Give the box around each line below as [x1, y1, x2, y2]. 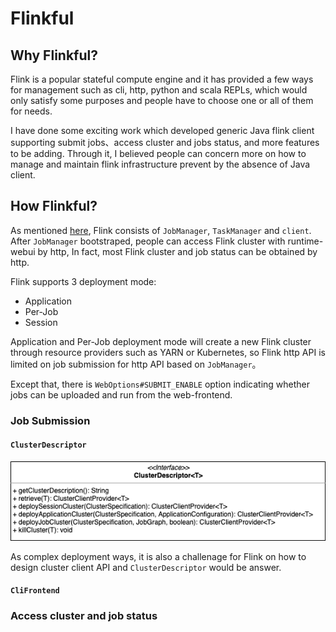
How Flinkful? [10, 198, 98, 215]
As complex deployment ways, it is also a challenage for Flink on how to [10, 550, 307, 562]
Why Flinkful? [10, 47, 98, 64]
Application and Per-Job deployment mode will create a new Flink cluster [10, 335, 312, 347]
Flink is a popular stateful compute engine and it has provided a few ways [10, 73, 314, 85]
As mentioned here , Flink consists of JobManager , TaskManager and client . [10, 224, 312, 236]
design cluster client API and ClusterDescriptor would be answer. [10, 561, 282, 573]
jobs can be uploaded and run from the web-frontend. [10, 388, 233, 401]
